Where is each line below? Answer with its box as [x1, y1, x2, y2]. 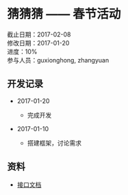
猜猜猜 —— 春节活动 [7, 6, 121, 22]
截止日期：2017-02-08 [7, 30, 71, 38]
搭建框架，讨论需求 [27, 139, 82, 147]
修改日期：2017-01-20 [7, 38, 70, 47]
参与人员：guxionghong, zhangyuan [7, 56, 110, 64]
